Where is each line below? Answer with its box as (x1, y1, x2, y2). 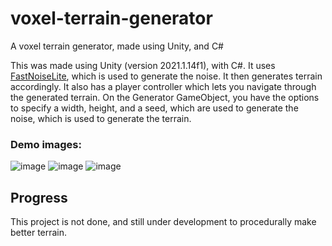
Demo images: (10, 137, 82, 151)
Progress (10, 189, 68, 206)
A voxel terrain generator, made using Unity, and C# (10, 40, 224, 52)
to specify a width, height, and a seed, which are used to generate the (10, 102, 299, 114)
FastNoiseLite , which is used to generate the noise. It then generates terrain (10, 70, 323, 82)
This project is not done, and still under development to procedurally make (10, 216, 317, 228)
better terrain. (10, 227, 68, 239)
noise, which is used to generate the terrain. (10, 112, 192, 124)
